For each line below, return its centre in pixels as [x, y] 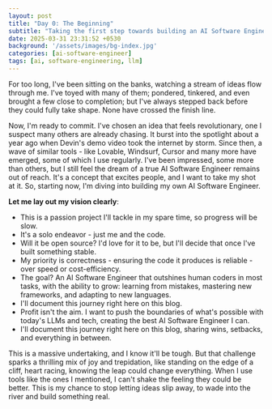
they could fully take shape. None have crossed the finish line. [112, 109]
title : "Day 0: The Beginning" [61, 23]
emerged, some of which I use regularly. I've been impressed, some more [131, 160]
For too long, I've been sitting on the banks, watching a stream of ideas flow [135, 84]
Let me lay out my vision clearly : [64, 201]
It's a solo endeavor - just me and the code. [93, 234]
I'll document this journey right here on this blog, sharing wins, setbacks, [141, 329]
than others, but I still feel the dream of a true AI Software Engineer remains [134, 168]
